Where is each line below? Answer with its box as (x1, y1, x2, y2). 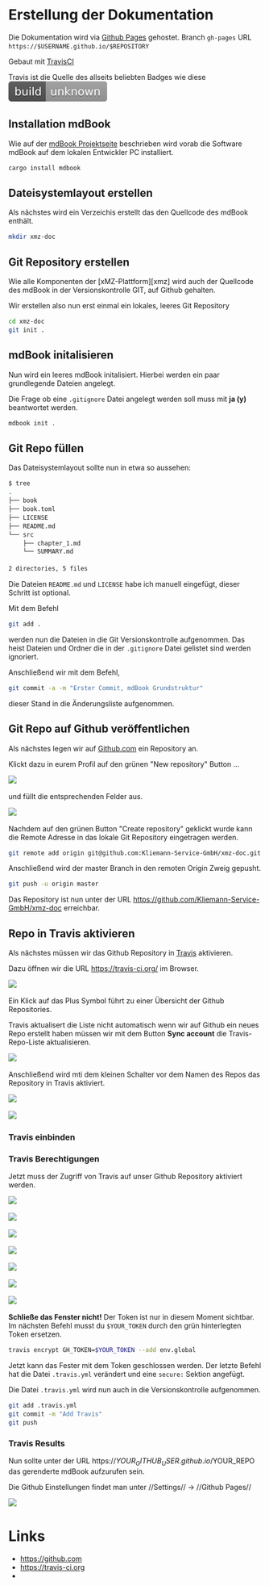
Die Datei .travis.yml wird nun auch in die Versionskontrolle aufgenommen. (8, 1385, 261, 1395)
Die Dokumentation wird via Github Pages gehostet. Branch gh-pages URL (8, 32, 252, 42)
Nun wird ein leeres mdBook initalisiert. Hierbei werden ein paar (8, 370, 220, 379)
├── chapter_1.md (23, 539, 81, 547)
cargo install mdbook (8, 164, 81, 172)
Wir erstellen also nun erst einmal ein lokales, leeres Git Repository (8, 301, 230, 311)
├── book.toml (8, 505, 56, 513)
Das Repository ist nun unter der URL (8, 894, 131, 905)
